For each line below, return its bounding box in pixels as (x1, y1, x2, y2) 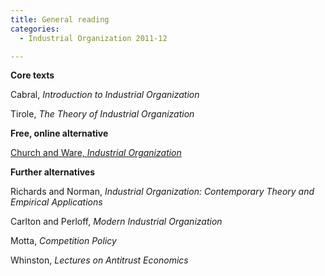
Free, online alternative (10, 127, 109, 140)
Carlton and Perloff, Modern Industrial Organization (10, 216, 223, 228)
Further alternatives (10, 166, 96, 178)
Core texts (10, 69, 55, 81)
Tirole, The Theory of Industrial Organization (10, 108, 195, 120)
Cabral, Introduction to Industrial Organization (10, 89, 200, 101)
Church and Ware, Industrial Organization (10, 147, 182, 159)
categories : (10, 24, 60, 34)
